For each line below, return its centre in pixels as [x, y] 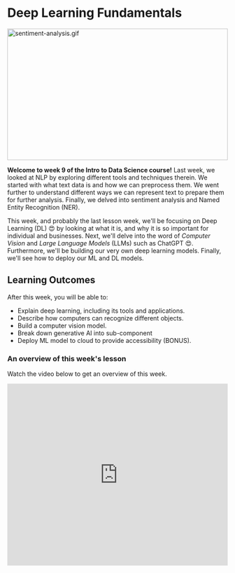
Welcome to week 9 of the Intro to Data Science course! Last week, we [111, 170]
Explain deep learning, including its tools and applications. [101, 311]
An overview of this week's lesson [67, 358]
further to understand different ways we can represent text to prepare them [116, 192]
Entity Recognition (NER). [44, 207]
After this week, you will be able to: [58, 297]
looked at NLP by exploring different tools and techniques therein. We [107, 177]
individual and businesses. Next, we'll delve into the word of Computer [109, 236]
